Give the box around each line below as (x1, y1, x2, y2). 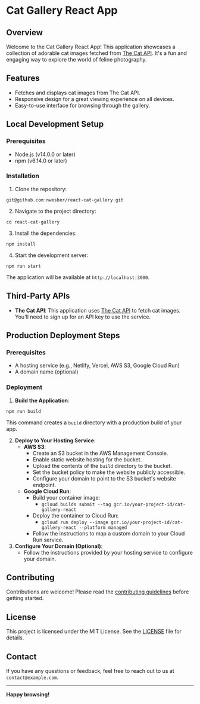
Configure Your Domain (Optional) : (14, 542, 103, 550)
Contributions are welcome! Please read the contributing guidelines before (6, 588, 189, 595)
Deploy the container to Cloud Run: (32, 512, 119, 519)
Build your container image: (32, 494, 101, 501)
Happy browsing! (6, 691, 50, 698)
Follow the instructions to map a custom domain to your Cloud (32, 529, 185, 537)
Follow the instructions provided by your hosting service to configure (23, 549, 193, 556)
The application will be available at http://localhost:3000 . (6, 273, 150, 281)
